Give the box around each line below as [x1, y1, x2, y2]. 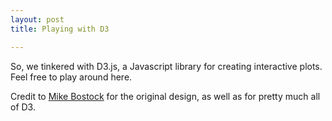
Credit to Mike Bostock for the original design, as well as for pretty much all [10, 90, 321, 102]
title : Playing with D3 [10, 24, 110, 34]
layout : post [10, 14, 65, 25]
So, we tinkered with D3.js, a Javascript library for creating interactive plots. [10, 60, 323, 72]
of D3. [10, 101, 36, 113]
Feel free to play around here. [10, 71, 133, 83]
